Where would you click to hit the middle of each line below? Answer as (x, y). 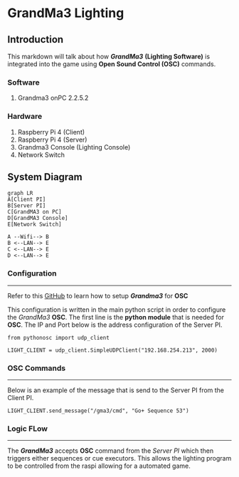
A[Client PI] (27, 200)
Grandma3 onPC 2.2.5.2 (53, 98)
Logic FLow (28, 429)
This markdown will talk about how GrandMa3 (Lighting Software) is (109, 56)
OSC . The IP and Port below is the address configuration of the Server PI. (115, 325)
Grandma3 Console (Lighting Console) (74, 147)
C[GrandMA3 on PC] (34, 212)
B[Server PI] (27, 206)
